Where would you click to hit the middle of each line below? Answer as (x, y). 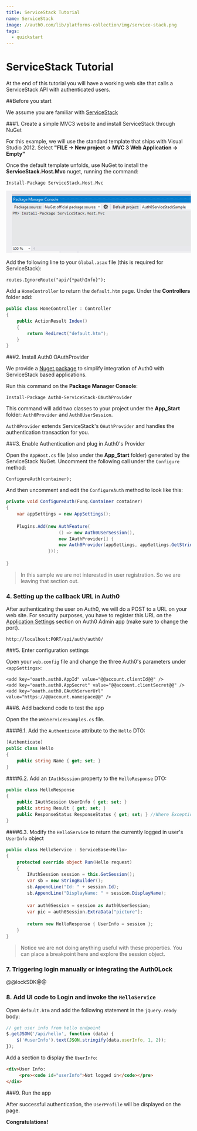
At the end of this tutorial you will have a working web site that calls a (90, 83)
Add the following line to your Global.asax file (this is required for (85, 262)
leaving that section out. (50, 581)
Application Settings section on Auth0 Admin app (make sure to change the (97, 622)
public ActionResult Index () (52, 321)
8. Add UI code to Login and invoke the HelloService (81, 998)
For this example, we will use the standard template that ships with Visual (94, 142)
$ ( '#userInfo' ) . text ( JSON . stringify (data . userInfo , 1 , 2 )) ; (91, 1040)
